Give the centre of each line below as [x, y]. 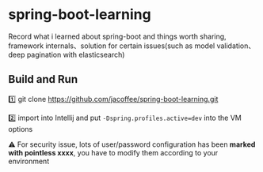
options [21, 129]
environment [29, 161]
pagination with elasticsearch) [76, 54]
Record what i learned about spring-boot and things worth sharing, [118, 36]
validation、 [236, 46]
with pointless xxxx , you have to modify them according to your [113, 152]
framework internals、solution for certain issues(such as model [112, 46]
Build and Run [43, 79]
